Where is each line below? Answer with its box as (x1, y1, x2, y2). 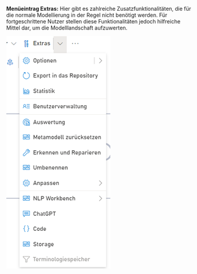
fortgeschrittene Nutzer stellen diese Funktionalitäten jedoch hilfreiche (6, 18, 181, 25)
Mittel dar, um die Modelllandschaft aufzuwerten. (6, 24, 128, 31)
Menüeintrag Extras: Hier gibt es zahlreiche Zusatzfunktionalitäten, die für (6, 5, 192, 12)
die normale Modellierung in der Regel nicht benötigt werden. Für (6, 11, 168, 19)
